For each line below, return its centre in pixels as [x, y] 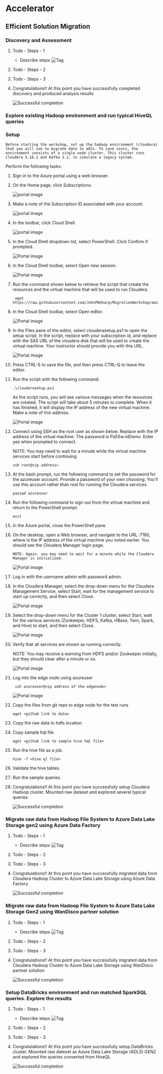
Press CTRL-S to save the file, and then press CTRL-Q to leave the [79, 365]
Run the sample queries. [37, 777]
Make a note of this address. [41, 413]
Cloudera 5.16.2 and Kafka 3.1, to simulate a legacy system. [70, 157]
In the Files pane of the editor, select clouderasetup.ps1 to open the [80, 330]
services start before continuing [44, 456]
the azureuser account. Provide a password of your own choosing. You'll [85, 479]
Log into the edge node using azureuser [52, 678]
